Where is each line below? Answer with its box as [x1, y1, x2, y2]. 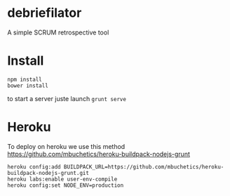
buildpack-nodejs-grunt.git [7, 169, 90, 176]
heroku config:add [7, 163, 61, 170]
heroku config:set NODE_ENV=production [7, 181, 124, 189]
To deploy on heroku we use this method [7, 142, 126, 150]
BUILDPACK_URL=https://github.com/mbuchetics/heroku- [63, 163, 224, 170]
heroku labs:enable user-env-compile [7, 176, 118, 183]
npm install [7, 76, 42, 83]
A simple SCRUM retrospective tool [7, 28, 109, 37]
